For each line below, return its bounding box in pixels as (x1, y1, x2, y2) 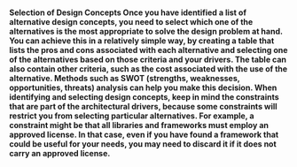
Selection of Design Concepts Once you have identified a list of (9, 7, 246, 18)
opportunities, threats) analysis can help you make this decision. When (9, 82, 277, 93)
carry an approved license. (9, 148, 111, 158)
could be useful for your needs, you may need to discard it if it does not (9, 138, 277, 149)
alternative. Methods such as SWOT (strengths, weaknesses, (9, 72, 240, 83)
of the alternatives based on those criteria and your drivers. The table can (9, 54, 286, 65)
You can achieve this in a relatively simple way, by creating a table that (9, 35, 275, 46)
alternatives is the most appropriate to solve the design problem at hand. (9, 26, 283, 36)
